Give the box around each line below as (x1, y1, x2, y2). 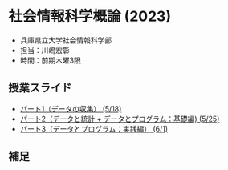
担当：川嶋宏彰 (19, 45, 70, 55)
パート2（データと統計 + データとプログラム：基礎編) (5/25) (19, 114, 220, 123)
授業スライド (8, 81, 72, 95)
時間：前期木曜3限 (19, 55, 82, 65)
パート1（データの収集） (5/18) (19, 103, 122, 113)
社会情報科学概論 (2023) (8, 7, 171, 26)
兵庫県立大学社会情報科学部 (19, 35, 112, 45)
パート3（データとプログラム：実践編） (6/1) (19, 123, 169, 133)
